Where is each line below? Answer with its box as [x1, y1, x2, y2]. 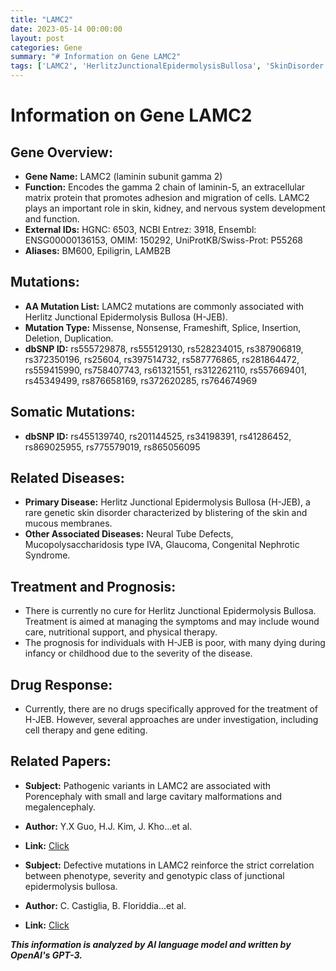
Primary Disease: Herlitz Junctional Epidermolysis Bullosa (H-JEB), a [24, 496, 311, 508]
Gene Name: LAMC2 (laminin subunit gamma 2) [24, 171, 223, 182]
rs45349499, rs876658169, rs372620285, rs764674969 [24, 374, 258, 386]
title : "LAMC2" [10, 14, 74, 25]
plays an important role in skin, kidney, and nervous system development [24, 202, 326, 214]
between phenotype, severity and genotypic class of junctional [24, 869, 285, 881]
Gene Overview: [10, 144, 113, 161]
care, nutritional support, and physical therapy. [24, 626, 218, 638]
